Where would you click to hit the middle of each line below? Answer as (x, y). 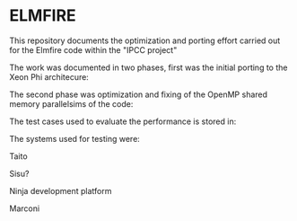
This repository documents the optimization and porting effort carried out (145, 40)
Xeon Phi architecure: (49, 76)
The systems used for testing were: (75, 138)
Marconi (25, 208)
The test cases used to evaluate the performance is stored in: (123, 121)
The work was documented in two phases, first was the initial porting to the (148, 67)
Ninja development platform (61, 190)
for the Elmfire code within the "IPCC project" (93, 49)
